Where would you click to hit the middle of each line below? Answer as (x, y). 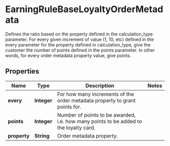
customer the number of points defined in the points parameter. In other (80, 50)
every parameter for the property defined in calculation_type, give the (78, 44)
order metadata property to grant (96, 101)
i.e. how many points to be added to (100, 121)
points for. (70, 107)
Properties (22, 71)
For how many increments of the (96, 94)
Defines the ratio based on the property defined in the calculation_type (79, 34)
